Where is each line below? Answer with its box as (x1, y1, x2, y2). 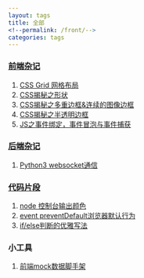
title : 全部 (8, 19, 45, 27)
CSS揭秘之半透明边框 (19, 109, 88, 119)
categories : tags (8, 33, 65, 42)
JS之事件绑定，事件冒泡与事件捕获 (19, 119, 131, 129)
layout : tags (8, 11, 51, 20)
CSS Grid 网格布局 (19, 80, 79, 90)
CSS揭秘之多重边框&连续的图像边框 (19, 100, 135, 109)
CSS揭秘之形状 (19, 90, 68, 99)
